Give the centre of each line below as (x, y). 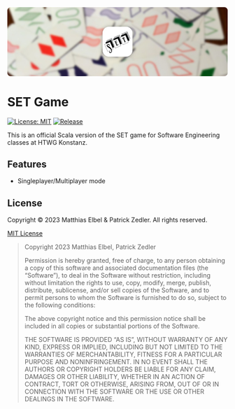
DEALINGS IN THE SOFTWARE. (69, 399)
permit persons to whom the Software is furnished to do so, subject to (126, 298)
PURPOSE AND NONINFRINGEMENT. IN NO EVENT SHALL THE (116, 362)
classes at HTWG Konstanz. (47, 142)
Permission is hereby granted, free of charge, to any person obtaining (125, 261)
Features (27, 164)
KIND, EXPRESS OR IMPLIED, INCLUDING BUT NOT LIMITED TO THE (123, 347)
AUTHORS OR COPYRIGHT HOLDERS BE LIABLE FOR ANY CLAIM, (120, 369)
